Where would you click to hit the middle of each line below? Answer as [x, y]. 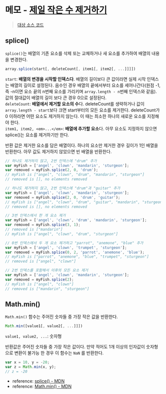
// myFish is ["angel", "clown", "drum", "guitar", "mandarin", [73, 202]
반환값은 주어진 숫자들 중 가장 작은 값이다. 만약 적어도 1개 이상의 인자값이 [75, 347]
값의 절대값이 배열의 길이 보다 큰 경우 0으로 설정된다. [56, 98]
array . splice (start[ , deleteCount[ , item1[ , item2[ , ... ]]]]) [70, 69]
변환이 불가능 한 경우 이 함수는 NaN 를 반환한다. [59, 353]
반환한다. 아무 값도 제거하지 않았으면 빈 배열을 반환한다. [59, 151]
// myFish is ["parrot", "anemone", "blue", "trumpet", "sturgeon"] [77, 257]
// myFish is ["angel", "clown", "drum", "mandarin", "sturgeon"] [75, 175]
